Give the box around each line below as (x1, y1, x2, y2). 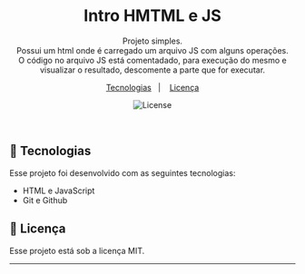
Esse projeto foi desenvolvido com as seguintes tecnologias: (9, 167, 236, 178)
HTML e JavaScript (22, 185, 95, 196)
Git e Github (22, 194, 68, 205)
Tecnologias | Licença (105, 82, 200, 93)
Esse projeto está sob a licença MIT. (9, 245, 145, 256)
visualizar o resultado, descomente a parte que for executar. (39, 64, 266, 75)
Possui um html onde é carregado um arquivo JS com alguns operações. (16, 44, 289, 55)
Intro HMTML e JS (83, 5, 222, 26)
